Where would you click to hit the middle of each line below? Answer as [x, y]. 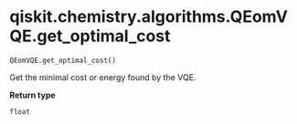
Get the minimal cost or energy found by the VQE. [103, 77]
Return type [33, 95]
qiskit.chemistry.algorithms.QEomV [148, 17]
